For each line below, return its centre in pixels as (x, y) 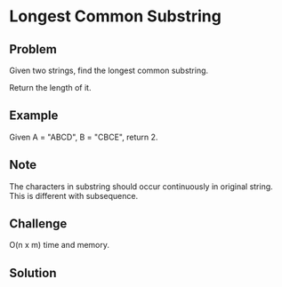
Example (34, 116)
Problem (33, 49)
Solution (33, 273)
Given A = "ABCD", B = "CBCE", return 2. (84, 137)
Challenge (38, 224)
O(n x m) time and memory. (59, 245)
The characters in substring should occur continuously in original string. (141, 186)
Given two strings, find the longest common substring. (109, 70)
